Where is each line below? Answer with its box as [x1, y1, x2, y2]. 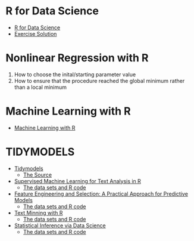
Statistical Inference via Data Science [14, 222, 106, 229]
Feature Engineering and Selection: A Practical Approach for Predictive [14, 190, 189, 197]
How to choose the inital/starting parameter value [14, 70, 136, 78]
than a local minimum [14, 84, 67, 91]
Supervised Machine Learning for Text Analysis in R [14, 177, 141, 184]
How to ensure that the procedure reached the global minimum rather [14, 77, 185, 84]
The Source [23, 171, 52, 178]
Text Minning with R [14, 209, 63, 216]
